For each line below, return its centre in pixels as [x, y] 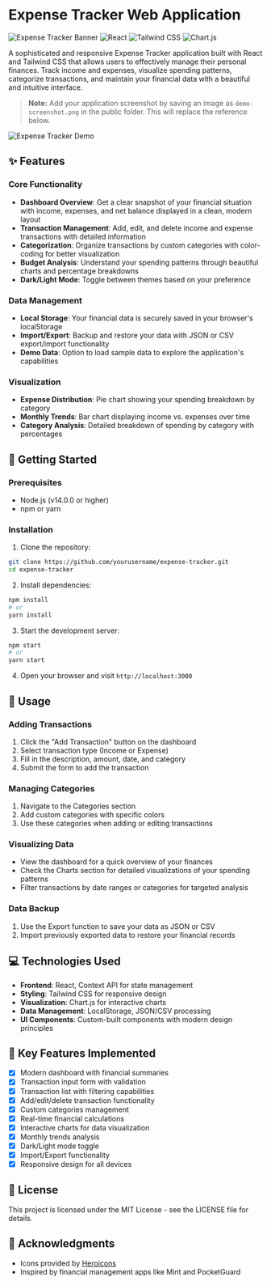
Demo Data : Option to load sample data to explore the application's [132, 352]
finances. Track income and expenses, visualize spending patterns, [120, 70]
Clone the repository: [55, 547]
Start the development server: [70, 630]
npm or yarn [40, 508]
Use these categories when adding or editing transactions [117, 824]
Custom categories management [74, 1109]
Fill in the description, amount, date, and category [103, 759]
